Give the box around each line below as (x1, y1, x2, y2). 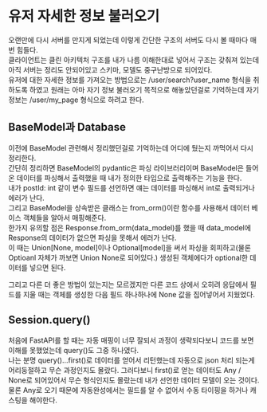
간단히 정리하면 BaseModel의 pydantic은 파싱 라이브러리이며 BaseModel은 (8, 163, 245, 172)
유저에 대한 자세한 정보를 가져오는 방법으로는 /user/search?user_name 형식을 (8, 75, 252, 84)
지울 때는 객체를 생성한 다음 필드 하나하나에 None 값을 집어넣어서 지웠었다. (22, 289, 255, 299)
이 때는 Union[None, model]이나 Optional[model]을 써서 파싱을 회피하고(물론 (8, 242, 251, 252)
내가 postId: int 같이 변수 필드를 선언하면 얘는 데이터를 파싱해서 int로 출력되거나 (8, 182, 255, 192)
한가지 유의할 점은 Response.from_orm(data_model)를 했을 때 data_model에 (8, 222, 251, 232)
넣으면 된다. (29, 262, 66, 272)
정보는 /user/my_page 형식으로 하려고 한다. (8, 95, 145, 104)
